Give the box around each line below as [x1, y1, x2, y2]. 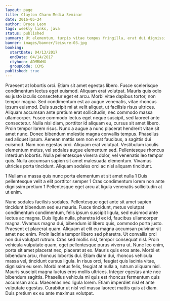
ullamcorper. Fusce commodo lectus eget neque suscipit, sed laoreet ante [5, 115, 160, 120]
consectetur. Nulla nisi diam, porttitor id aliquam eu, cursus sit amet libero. [5, 120, 160, 126]
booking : [5, 45, 24, 50]
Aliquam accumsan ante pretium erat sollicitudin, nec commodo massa [5, 109, 153, 115]
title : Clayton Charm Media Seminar [5, 12, 82, 17]
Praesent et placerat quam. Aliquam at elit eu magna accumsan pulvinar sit [5, 226, 161, 232]
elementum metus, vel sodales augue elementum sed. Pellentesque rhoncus [5, 147, 164, 153]
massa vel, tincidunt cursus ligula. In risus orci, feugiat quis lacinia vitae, [5, 258, 156, 264]
